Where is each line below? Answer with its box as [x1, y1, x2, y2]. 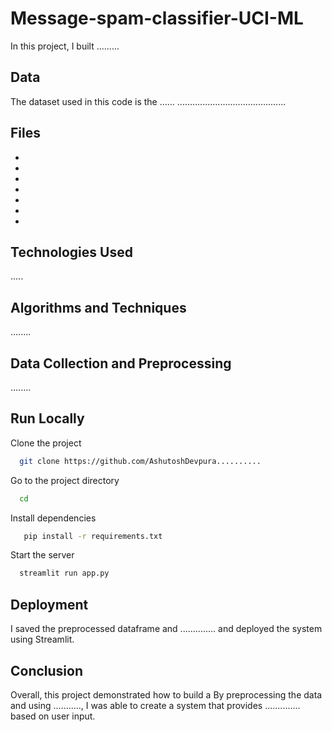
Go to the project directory [10, 474, 120, 486]
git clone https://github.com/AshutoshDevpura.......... [19, 456, 262, 466]
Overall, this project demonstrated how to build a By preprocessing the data [10, 688, 323, 701]
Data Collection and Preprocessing [10, 355, 232, 372]
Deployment [10, 596, 89, 613]
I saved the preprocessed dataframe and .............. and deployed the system [10, 623, 323, 635]
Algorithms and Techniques [10, 299, 187, 316]
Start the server [10, 549, 75, 561]
